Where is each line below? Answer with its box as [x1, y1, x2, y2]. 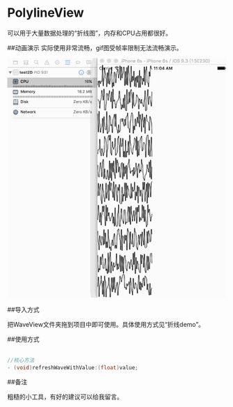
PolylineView [7, 5, 85, 21]
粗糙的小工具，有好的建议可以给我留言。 [7, 392, 123, 401]
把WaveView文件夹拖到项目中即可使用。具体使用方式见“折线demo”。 [7, 320, 205, 328]
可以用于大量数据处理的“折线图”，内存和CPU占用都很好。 [7, 29, 172, 37]
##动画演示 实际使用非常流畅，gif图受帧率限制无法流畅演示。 [7, 43, 183, 52]
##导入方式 [7, 305, 40, 314]
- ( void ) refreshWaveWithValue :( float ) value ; [7, 364, 138, 371]
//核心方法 [7, 357, 35, 364]
